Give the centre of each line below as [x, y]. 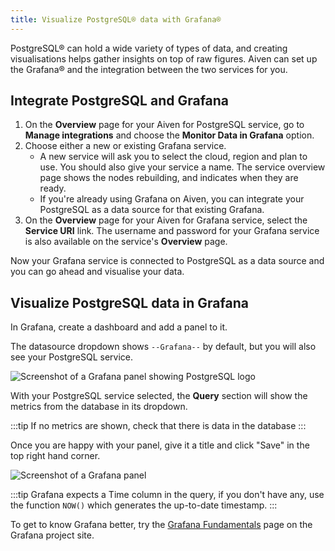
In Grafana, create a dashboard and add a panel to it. [119, 327]
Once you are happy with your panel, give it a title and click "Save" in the [160, 445]
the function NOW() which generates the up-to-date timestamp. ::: [144, 505]
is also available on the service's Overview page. [126, 242]
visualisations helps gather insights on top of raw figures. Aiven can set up [164, 58]
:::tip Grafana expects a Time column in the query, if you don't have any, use [167, 495]
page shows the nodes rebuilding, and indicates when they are [169, 178]
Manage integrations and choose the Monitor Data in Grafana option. [169, 135]
